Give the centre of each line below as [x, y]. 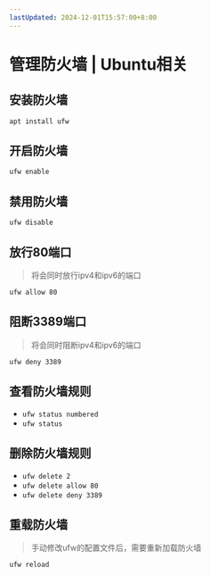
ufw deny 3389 [36, 362]
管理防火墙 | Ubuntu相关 [99, 64]
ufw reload [29, 565]
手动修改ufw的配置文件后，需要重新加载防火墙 [116, 548]
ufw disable [31, 223]
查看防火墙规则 [50, 392]
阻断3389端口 [48, 322]
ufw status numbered [60, 414]
